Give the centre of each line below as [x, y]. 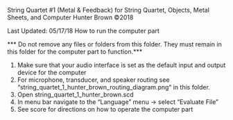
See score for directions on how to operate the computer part [105, 109]
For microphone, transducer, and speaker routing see [93, 80]
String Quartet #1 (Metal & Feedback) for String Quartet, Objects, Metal [109, 10]
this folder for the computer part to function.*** [75, 52]
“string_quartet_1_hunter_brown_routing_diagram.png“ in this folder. [113, 87]
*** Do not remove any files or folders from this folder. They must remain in [114, 44]
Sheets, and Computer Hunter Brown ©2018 [70, 17]
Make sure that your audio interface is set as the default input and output [121, 65]
